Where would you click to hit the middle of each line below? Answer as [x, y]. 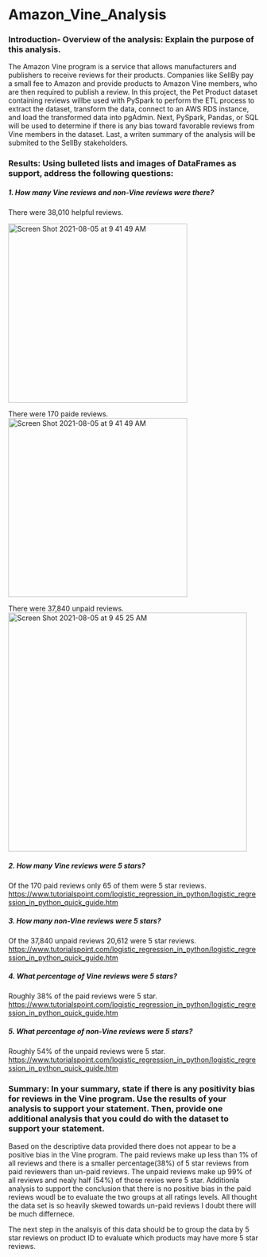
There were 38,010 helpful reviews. [66, 213]
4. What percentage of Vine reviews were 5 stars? [93, 976]
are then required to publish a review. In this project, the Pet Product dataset [133, 92]
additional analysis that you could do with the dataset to [118, 1118]
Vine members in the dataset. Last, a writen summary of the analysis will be [132, 135]
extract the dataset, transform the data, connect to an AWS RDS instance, [129, 109]
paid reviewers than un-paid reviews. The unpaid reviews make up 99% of [130, 1171]
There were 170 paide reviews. [58, 414]
